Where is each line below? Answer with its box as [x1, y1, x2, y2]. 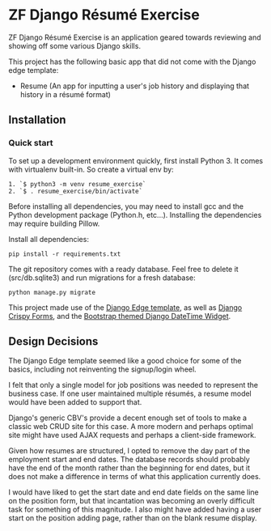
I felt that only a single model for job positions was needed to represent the [8, 380, 259, 390]
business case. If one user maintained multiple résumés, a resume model [8, 389, 252, 398]
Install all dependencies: [8, 234, 89, 244]
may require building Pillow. [8, 219, 100, 228]
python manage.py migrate [8, 288, 95, 296]
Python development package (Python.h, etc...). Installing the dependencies [8, 210, 262, 219]
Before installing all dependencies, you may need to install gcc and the [8, 201, 244, 211]
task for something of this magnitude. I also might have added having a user [8, 504, 262, 515]
